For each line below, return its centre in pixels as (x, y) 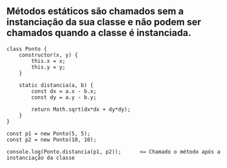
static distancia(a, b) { (56, 85)
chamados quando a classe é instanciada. (99, 33)
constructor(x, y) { (48, 55)
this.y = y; (49, 67)
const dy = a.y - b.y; (64, 97)
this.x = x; (49, 61)
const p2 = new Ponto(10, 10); (52, 140)
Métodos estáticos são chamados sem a (95, 11)
